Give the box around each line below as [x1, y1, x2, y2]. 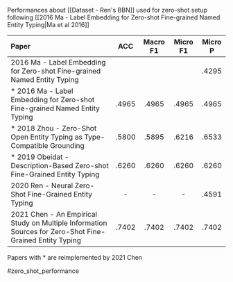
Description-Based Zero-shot [10, 161, 110, 170]
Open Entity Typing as [10, 132, 83, 142]
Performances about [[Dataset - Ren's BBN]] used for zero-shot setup [7, 6, 208, 14]
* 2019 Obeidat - [10, 152, 69, 162]
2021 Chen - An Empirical [10, 210, 97, 219]
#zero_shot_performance [7, 267, 80, 275]
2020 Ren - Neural [10, 181, 74, 190]
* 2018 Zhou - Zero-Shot [10, 124, 97, 133]
